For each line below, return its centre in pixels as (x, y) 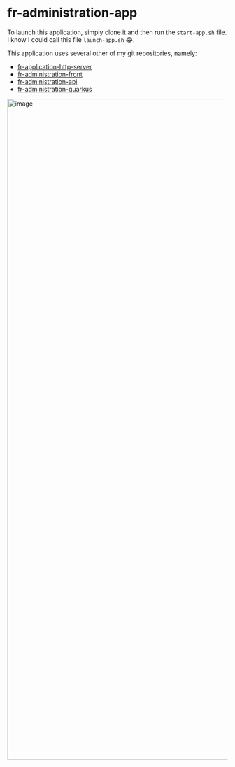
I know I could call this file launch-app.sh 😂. (71, 39)
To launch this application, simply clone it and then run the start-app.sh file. (117, 32)
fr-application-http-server (55, 66)
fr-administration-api (47, 81)
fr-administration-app (72, 13)
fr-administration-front (50, 74)
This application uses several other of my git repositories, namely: (102, 53)
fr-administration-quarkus (55, 89)
